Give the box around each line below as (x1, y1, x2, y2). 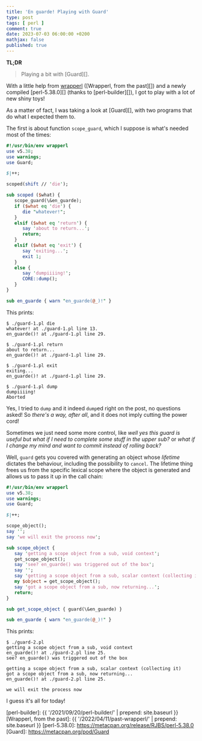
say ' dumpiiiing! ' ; (22, 270, 71, 277)
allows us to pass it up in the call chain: (6, 473, 103, 480)
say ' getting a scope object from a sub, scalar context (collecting (14, 573, 192, 579)
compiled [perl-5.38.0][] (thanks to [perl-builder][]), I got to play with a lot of (6, 88, 195, 96)
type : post (6, 14, 34, 20)
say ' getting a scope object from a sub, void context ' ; (14, 550, 161, 556)
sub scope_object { (6, 545, 55, 551)
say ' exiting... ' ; (22, 248, 69, 254)
